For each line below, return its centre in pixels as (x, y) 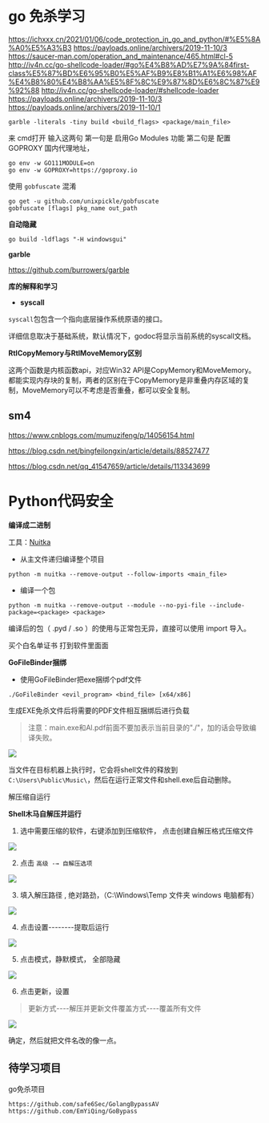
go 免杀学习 (47, 16)
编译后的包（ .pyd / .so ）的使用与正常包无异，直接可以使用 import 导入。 (129, 628)
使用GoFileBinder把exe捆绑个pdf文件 (81, 679)
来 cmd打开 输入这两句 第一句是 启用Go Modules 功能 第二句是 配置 (120, 138)
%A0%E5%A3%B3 (40, 47)
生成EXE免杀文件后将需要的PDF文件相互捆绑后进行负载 (99, 710)
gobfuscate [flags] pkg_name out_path (73, 208)
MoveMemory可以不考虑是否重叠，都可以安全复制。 (108, 390)
